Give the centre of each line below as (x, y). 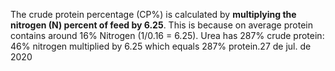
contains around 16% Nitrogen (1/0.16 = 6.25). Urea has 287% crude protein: (167, 35)
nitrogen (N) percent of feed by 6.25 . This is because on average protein (161, 25)
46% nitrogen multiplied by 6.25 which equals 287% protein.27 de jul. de (161, 46)
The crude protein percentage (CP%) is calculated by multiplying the (153, 14)
